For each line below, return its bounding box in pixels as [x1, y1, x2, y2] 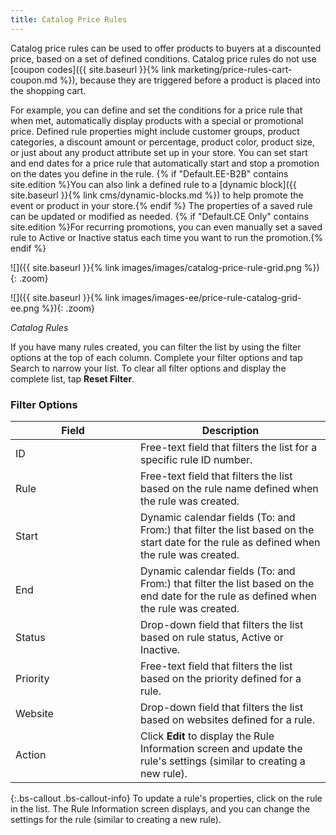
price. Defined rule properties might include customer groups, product [10, 125, 300, 137]
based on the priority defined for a [140, 671, 302, 685]
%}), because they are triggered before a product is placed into [59, 74, 321, 86]
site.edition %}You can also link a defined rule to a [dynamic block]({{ [10, 178, 297, 190]
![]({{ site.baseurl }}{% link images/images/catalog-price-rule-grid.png [10, 261, 302, 273]
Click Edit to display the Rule [140, 729, 275, 743]
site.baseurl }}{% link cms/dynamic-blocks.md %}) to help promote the [10, 189, 304, 201]
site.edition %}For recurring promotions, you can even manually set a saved [10, 221, 323, 233]
